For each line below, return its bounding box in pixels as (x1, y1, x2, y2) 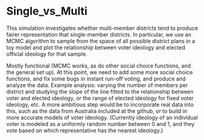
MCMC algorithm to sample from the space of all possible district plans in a (6, 37, 195, 44)
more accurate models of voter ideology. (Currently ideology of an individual (6, 114, 198, 121)
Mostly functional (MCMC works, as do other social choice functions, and (6, 62, 191, 69)
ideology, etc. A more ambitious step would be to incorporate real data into (6, 100, 194, 108)
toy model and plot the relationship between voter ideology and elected (6, 44, 186, 51)
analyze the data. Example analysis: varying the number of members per (6, 81, 188, 89)
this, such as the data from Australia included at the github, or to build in (6, 107, 188, 114)
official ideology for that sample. (6, 50, 88, 57)
